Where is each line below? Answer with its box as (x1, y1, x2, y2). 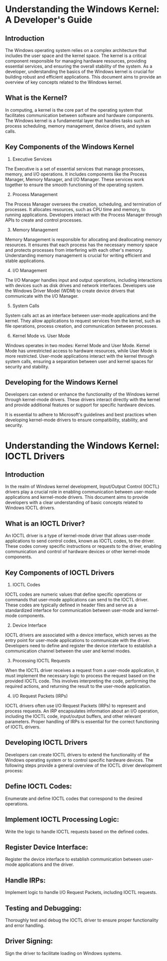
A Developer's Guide (5, 14, 93, 26)
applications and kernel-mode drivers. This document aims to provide (5, 494, 149, 500)
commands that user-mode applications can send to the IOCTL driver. (5, 597, 149, 603)
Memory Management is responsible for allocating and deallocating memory (5, 236, 162, 242)
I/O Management (12, 267, 47, 273)
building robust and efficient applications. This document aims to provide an (5, 74, 162, 80)
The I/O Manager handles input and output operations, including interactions (5, 277, 163, 283)
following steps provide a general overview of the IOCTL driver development (5, 762, 162, 768)
